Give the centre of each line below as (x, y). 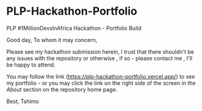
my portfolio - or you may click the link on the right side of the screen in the (101, 83)
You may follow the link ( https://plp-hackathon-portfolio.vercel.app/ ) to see (101, 76)
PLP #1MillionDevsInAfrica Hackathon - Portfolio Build (74, 28)
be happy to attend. (31, 65)
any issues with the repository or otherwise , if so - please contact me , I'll (99, 58)
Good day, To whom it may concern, (52, 40)
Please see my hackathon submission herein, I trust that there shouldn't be (100, 52)
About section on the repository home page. (62, 89)
